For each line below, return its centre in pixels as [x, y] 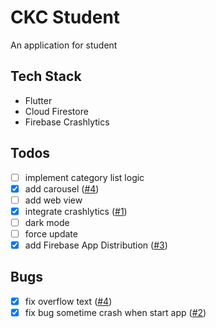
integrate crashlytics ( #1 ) [76, 211]
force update [51, 233]
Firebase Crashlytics [67, 122]
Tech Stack [46, 76]
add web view [53, 200]
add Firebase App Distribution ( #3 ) [96, 245]
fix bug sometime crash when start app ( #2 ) [115, 312]
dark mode [47, 222]
